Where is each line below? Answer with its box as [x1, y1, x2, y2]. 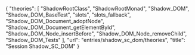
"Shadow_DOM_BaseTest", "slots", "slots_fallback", [5, 11, 131, 18]
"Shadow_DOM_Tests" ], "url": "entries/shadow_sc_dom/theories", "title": [5, 37, 185, 43]
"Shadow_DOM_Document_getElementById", [5, 24, 116, 31]
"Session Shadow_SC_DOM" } [5, 43, 80, 50]
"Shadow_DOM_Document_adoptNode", [5, 18, 105, 24]
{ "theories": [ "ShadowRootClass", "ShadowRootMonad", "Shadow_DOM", [5, 5, 189, 12]
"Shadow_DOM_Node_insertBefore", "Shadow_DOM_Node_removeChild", [5, 30, 187, 37]
